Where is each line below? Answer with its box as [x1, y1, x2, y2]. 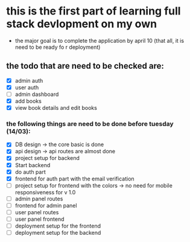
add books [14, 97, 42, 104]
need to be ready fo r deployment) [14, 43, 101, 51]
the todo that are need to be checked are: [6, 61, 164, 71]
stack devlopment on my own [6, 17, 157, 31]
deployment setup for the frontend [14, 222, 101, 230]
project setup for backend [14, 154, 80, 162]
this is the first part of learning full [6, 4, 181, 18]
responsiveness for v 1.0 [14, 188, 76, 196]
